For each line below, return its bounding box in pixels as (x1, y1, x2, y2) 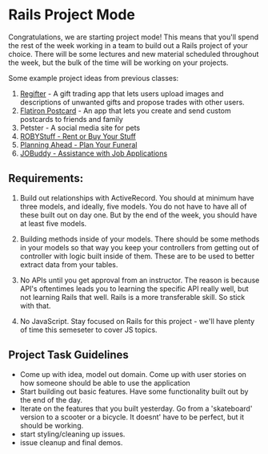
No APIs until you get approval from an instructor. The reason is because (19, 275, 260, 285)
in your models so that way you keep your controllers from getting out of (19, 242, 259, 252)
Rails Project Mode (8, 6, 136, 24)
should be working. (19, 420, 84, 430)
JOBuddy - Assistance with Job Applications (19, 148, 168, 158)
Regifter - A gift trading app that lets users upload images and (19, 88, 224, 98)
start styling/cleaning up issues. (19, 429, 126, 439)
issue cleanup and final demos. (19, 437, 123, 447)
